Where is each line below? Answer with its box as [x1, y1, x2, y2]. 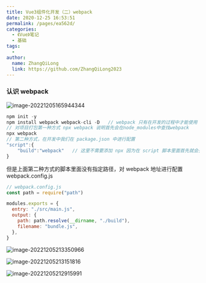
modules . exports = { [6, 200, 59, 207]
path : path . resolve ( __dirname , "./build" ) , [17, 218, 131, 224]
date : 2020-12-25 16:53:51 [6, 15, 75, 21]
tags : [6, 43, 20, 50]
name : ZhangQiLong [12, 60, 59, 66]
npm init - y [6, 113, 37, 119]
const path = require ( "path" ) [6, 189, 84, 196]
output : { [12, 212, 37, 218]
